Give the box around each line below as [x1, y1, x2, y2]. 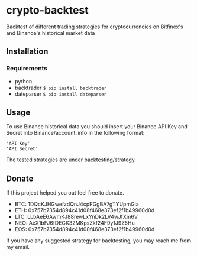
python [14, 77, 33, 85]
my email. [6, 244, 30, 251]
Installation [6, 47, 49, 57]
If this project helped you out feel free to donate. [6, 189, 124, 196]
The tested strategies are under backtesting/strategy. [6, 156, 136, 163]
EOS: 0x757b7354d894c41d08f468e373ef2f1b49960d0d [14, 226, 155, 233]
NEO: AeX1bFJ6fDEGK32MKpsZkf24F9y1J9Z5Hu [14, 219, 135, 226]
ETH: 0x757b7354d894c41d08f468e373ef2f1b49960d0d [14, 207, 155, 214]
